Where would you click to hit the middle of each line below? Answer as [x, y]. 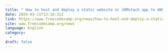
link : [11, 19]
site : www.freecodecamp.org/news [40, 24]
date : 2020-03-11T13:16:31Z [34, 14]
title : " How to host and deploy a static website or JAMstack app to [80, 10]
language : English [24, 28]
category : [15, 33]
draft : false [19, 42]
